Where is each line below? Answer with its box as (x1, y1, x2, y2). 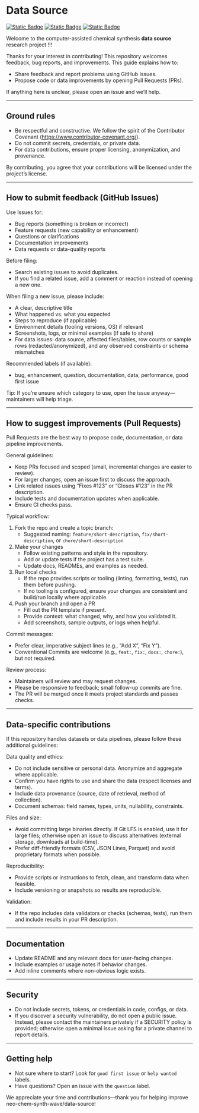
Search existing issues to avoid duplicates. (14, 268, 119, 275)
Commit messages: (6, 631, 53, 638)
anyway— (150, 389, 176, 396)
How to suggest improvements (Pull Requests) (6, 418, 181, 428)
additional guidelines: (6, 741, 58, 749)
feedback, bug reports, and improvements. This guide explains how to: (6, 59, 179, 66)
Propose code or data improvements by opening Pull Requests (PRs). (14, 77, 184, 84)
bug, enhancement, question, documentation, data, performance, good (14, 371, 188, 378)
